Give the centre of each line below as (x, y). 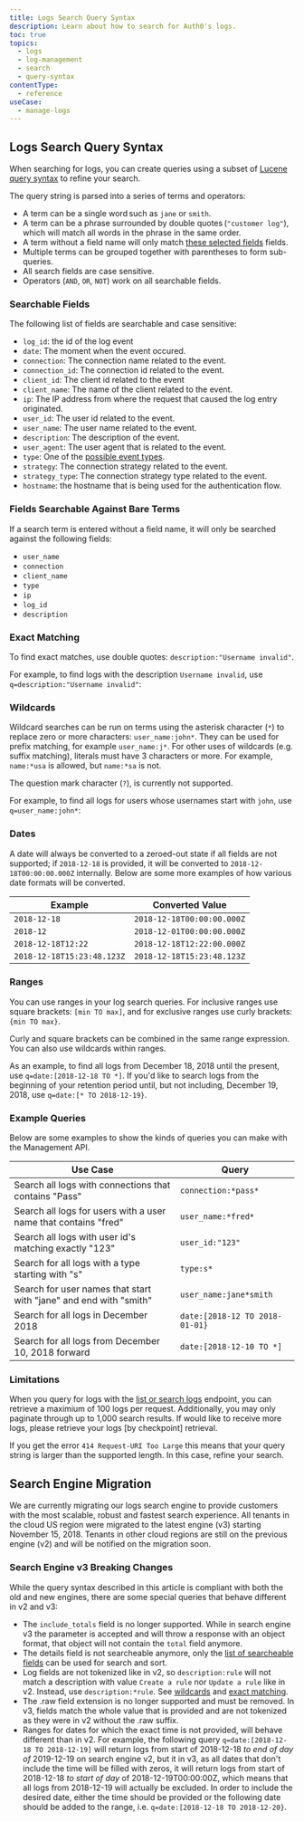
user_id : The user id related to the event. (99, 418)
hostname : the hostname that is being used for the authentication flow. (152, 486)
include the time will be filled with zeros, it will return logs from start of (153, 1768)
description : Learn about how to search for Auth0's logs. (123, 26)
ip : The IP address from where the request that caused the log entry (150, 399)
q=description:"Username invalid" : (76, 683)
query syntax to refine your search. (75, 178)
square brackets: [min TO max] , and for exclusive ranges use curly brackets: (151, 1011)
